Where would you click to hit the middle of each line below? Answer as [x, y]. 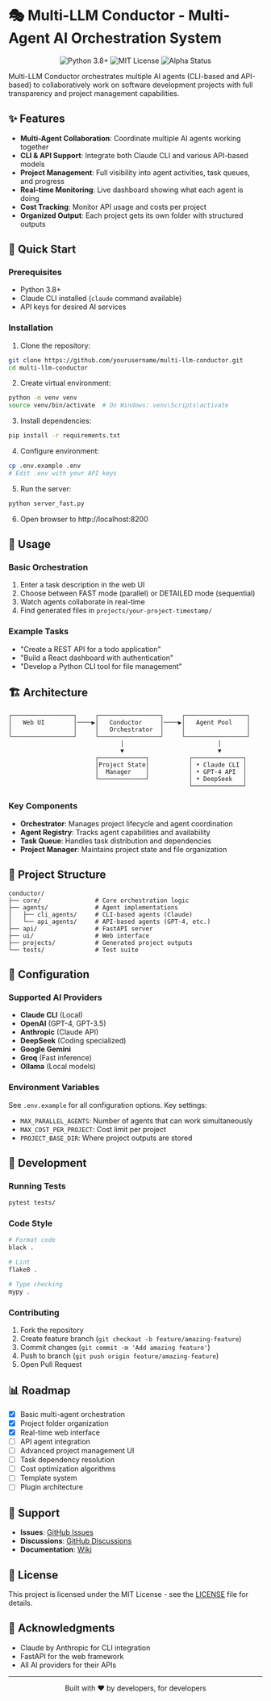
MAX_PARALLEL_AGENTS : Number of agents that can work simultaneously [136, 1120]
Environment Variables [54, 1088]
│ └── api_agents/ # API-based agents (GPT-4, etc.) [110, 922]
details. [21, 1603]
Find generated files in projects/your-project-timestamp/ [116, 611]
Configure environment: [59, 451]
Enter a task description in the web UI [82, 585]
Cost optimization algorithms [68, 1469]
